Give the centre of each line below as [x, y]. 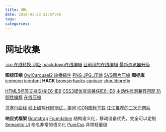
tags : [11, 19]
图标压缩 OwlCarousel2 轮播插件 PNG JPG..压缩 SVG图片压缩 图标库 [75, 75]
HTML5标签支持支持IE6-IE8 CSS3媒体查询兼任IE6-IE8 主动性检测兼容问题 [80, 91]
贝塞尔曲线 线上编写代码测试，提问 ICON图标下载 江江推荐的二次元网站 [78, 108]
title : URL [16, 10]
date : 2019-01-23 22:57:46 [33, 14]
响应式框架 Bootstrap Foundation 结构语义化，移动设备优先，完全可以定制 [81, 119]
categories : [17, 24]
